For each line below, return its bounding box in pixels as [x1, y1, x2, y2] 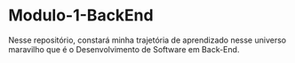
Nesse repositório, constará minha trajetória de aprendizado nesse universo [8, 35, 286, 45]
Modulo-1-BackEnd [8, 5, 154, 26]
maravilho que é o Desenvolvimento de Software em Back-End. [8, 43, 240, 54]
